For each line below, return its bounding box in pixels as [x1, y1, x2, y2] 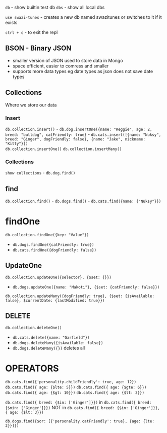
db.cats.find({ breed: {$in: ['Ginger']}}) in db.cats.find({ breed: [5, 399, 152, 405]
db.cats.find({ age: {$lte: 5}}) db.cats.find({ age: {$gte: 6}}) [5, 385, 147, 390]
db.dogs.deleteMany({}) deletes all [12, 345, 85, 351]
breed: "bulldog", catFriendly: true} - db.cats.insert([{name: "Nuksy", [5, 131, 161, 137]
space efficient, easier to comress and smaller [12, 63, 109, 69]
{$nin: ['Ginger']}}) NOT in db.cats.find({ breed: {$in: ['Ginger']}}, [5, 404, 160, 410]
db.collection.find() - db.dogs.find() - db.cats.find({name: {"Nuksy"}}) [5, 198, 161, 204]
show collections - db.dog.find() [5, 170, 76, 176]
